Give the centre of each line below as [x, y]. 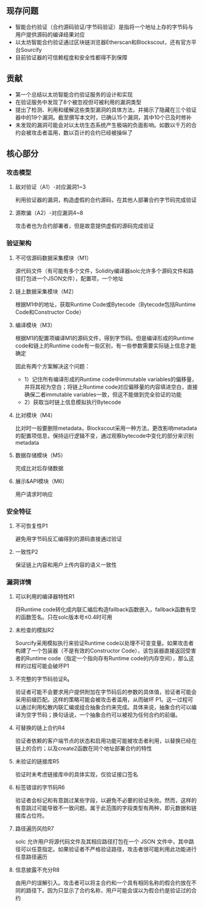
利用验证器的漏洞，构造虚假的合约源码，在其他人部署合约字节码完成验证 [106, 200]
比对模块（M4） [35, 415]
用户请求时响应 [34, 494]
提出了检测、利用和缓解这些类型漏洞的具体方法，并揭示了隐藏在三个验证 [106, 109]
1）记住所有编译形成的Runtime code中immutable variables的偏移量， [111, 379]
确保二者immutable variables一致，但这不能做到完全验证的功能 [103, 394]
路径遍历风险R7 [34, 829]
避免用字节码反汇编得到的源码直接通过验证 [69, 539]
